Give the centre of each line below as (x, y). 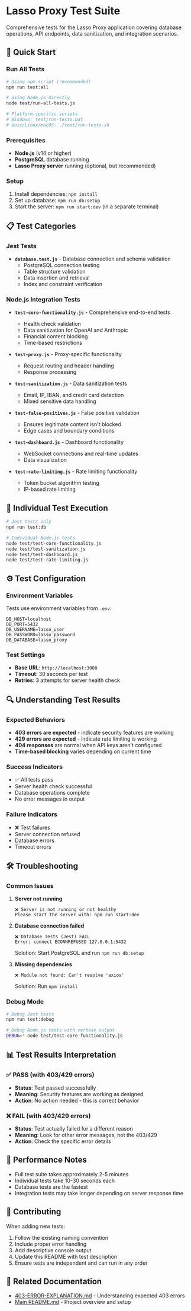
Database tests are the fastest (51, 1187)
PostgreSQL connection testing (61, 265)
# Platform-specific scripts (42, 114)
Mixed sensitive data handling (60, 401)
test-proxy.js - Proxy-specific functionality (68, 354)
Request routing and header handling (69, 366)
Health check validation (52, 324)
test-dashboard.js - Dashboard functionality (69, 442)
